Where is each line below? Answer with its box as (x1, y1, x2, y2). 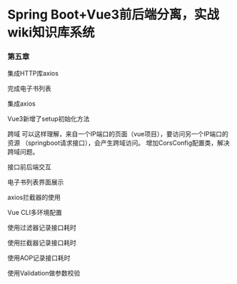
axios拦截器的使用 (7, 193, 61, 202)
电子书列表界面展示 (7, 178, 64, 186)
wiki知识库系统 (7, 24, 95, 41)
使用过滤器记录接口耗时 (7, 223, 76, 232)
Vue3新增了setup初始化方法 (7, 115, 90, 123)
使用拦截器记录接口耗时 (7, 238, 76, 247)
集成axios (7, 99, 36, 108)
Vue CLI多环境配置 (7, 208, 62, 217)
